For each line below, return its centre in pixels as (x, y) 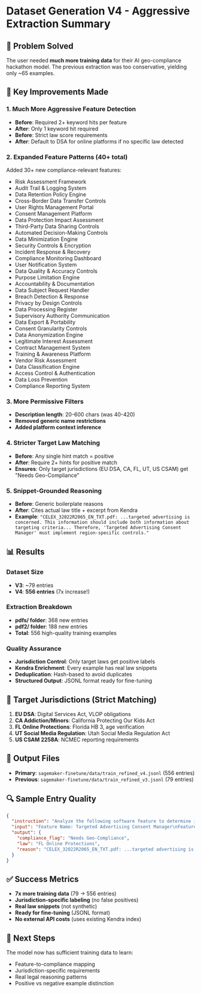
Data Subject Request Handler (52, 290)
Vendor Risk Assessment (45, 360)
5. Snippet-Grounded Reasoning (54, 491)
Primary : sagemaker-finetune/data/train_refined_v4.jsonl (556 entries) (105, 773)
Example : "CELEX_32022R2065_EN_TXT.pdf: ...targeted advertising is (102, 516)
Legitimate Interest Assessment (54, 341)
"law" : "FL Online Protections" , (59, 843)
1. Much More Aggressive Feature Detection (71, 109)
